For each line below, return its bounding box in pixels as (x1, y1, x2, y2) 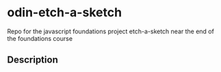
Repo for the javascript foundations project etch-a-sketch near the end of (7, 27, 214, 35)
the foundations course (7, 34, 73, 42)
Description (7, 54, 58, 66)
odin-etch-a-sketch (7, 5, 122, 20)
